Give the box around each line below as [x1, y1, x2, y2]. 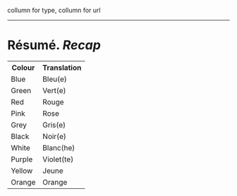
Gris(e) [42, 120, 66, 130]
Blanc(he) [42, 142, 75, 152]
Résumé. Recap [7, 37, 101, 54]
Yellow [11, 166, 33, 176]
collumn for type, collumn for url [7, 6, 101, 14]
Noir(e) [42, 131, 67, 141]
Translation [42, 63, 82, 73]
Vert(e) [42, 85, 66, 95]
